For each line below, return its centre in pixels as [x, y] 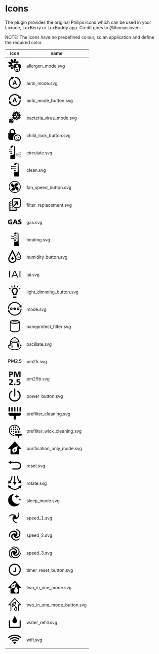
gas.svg [35, 222]
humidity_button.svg [47, 257]
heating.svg [38, 240]
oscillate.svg [39, 344]
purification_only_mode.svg [54, 449]
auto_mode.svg [42, 83]
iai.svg [33, 275]
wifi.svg [34, 640]
